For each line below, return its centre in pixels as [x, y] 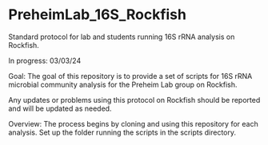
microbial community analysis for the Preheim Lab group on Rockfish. [123, 84]
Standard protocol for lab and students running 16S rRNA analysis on [122, 37]
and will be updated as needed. [60, 108]
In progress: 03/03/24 [45, 61]
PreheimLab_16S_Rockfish [97, 15]
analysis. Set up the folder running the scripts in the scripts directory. [122, 132]
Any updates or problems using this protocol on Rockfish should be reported [134, 100]
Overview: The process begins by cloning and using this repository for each [133, 123]
